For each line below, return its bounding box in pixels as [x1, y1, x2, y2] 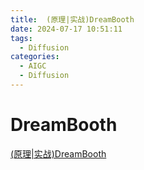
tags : [10, 33, 33, 43]
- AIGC [19, 61, 47, 71]
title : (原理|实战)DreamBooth [10, 14, 135, 25]
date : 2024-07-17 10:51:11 [10, 24, 123, 34]
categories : [10, 52, 60, 62]
